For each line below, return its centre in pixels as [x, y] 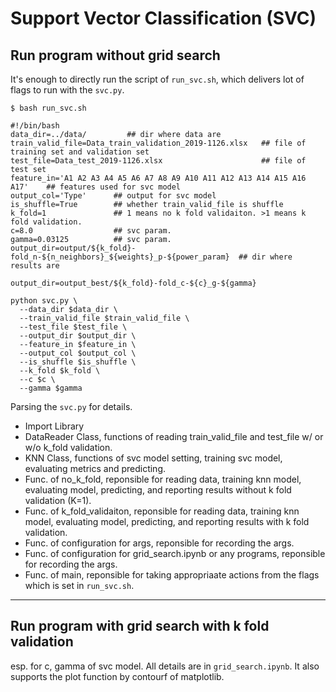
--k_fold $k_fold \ [60, 371]
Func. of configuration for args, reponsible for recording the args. [159, 543]
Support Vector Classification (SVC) [163, 18]
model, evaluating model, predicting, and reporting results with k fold [167, 521]
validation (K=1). [58, 500]
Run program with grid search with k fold [140, 626]
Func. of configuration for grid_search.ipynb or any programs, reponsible [175, 553]
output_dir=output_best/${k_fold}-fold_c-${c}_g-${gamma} [133, 283]
